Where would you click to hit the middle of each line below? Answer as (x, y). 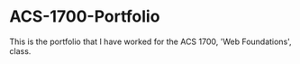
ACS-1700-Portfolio (85, 17)
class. (20, 50)
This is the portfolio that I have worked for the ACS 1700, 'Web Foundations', (150, 41)
